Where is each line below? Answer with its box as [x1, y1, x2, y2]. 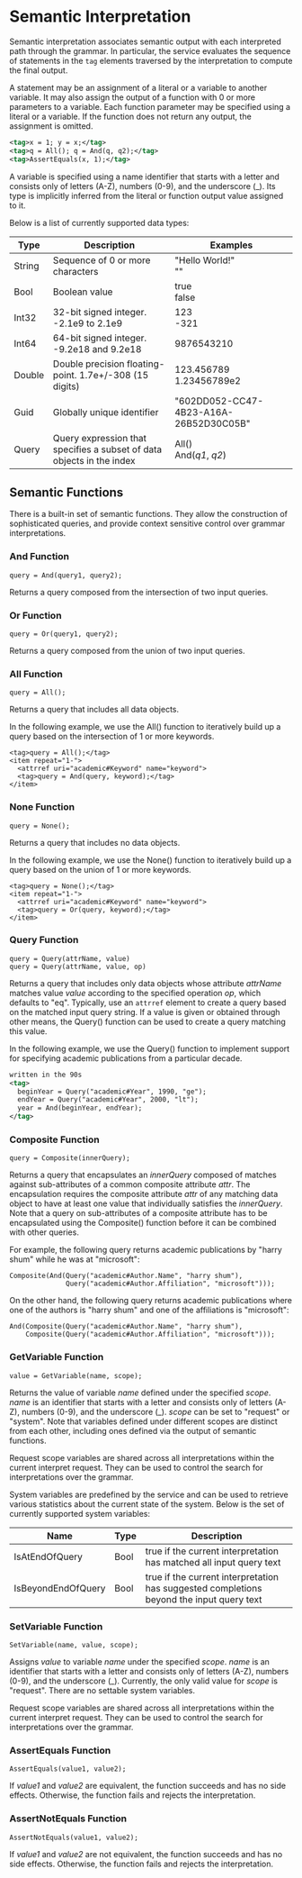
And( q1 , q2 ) [174, 449, 226, 461]
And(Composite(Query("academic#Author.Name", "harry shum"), [9, 1322, 244, 1331]
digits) [52, 380, 80, 393]
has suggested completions [145, 1582, 262, 1594]
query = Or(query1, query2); [9, 629, 119, 639]
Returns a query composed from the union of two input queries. [9, 645, 245, 656]
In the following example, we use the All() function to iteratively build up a [9, 721, 281, 732]
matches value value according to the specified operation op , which [9, 987, 262, 998]
